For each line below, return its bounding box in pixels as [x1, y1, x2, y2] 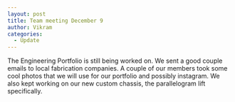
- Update [14, 37, 40, 44]
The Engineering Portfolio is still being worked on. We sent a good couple [7, 56, 223, 65]
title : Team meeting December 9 [7, 17, 103, 24]
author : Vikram [7, 24, 53, 31]
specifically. [7, 87, 43, 96]
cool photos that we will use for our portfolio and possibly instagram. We [7, 72, 221, 81]
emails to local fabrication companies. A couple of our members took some [7, 64, 228, 73]
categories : [7, 30, 43, 38]
